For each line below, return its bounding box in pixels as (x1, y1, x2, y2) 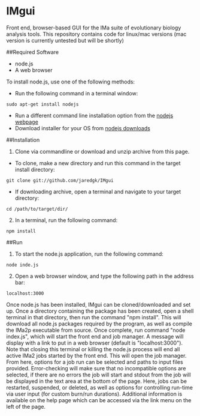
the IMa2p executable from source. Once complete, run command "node (6, 326, 186, 334)
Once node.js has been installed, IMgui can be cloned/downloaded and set (6, 301, 191, 308)
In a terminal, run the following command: (14, 216, 118, 223)
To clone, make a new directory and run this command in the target (14, 159, 181, 166)
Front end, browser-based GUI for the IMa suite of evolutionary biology (6, 24, 181, 31)
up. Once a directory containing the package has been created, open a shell (6, 307, 194, 315)
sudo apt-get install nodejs (6, 101, 79, 107)
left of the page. (6, 403, 46, 410)
